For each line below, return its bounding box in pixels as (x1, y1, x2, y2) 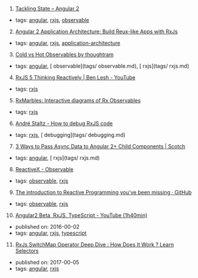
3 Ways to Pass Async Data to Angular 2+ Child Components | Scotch (15, 143, 186, 150)
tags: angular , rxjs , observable (15, 17, 89, 23)
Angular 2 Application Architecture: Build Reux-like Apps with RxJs (15, 28, 178, 35)
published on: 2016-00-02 (15, 223, 80, 230)
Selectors (15, 247, 39, 254)
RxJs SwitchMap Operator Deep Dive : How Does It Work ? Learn (15, 241, 174, 248)
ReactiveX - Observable (15, 166, 74, 172)
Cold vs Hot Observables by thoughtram (15, 51, 114, 58)
